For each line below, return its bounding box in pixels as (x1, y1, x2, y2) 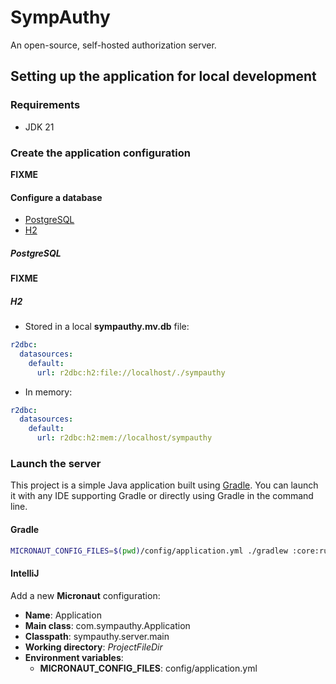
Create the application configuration (10, 146, 191, 160)
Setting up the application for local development (10, 68, 317, 85)
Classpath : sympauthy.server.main (24, 630, 170, 642)
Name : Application (24, 609, 102, 621)
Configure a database (10, 191, 103, 203)
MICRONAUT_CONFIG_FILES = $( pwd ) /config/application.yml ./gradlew (10, 546, 288, 556)
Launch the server (10, 456, 102, 470)
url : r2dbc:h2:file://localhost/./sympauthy (36, 367, 226, 378)
